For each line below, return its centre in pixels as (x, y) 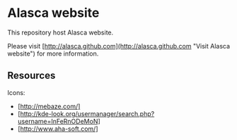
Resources (31, 76)
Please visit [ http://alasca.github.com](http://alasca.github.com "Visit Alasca (119, 46)
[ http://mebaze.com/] (49, 106)
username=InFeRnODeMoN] (59, 121)
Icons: (16, 92)
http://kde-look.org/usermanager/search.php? (87, 113)
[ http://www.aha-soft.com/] (58, 129)
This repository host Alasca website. (60, 32)
